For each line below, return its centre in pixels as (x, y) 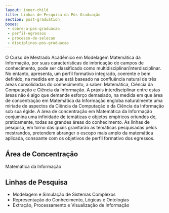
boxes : (12, 24)
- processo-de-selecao (31, 39)
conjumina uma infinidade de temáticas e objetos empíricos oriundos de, (81, 117)
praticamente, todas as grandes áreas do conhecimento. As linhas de (78, 122)
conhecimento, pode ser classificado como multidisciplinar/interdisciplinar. (83, 68)
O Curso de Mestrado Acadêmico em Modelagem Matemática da (73, 57)
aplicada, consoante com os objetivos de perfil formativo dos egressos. (80, 138)
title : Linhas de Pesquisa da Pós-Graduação (53, 15)
